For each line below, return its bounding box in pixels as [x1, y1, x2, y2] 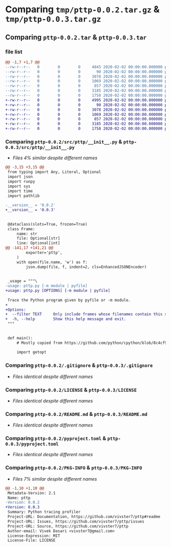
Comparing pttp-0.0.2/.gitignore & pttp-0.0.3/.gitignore [5, 362, 153, 369]
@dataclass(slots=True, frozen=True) [7, 221, 88, 227]
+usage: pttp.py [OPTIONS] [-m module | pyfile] [5, 288, 110, 293]
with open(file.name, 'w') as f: [16, 259, 88, 265]
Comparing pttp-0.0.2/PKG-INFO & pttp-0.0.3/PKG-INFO [5, 464, 142, 471]
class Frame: [7, 226, 36, 232]
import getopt [16, 350, 47, 355]
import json [7, 175, 33, 180]
